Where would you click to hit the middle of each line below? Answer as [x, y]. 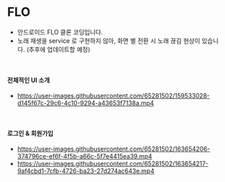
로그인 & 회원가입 [30, 133]
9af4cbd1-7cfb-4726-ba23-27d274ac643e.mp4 [85, 171]
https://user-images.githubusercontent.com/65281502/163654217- [113, 164]
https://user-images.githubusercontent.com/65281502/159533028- [113, 96]
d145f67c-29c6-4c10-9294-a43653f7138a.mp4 [85, 103]
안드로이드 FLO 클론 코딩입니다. [60, 32]
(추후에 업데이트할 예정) [58, 49]
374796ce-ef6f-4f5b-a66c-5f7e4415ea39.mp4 [84, 156]
